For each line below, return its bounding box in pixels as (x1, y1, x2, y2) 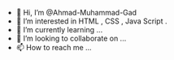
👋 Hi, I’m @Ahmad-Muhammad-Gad (15, 8, 137, 17)
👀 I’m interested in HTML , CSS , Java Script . (15, 16, 167, 26)
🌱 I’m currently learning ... (15, 25, 103, 34)
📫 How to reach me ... (15, 43, 92, 52)
